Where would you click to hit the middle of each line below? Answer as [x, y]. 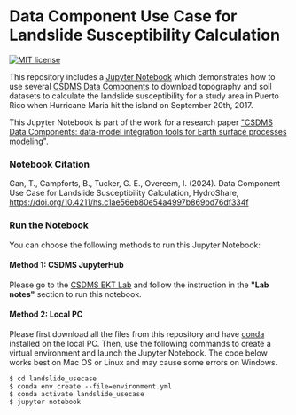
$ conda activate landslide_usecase [77, 394]
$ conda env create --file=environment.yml [91, 386]
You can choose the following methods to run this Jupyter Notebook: [135, 245]
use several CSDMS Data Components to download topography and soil [140, 86]
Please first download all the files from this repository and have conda [137, 333]
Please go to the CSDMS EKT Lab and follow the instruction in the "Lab [139, 285]
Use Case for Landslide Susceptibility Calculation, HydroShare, [124, 193]
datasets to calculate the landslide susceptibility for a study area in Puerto [144, 96]
